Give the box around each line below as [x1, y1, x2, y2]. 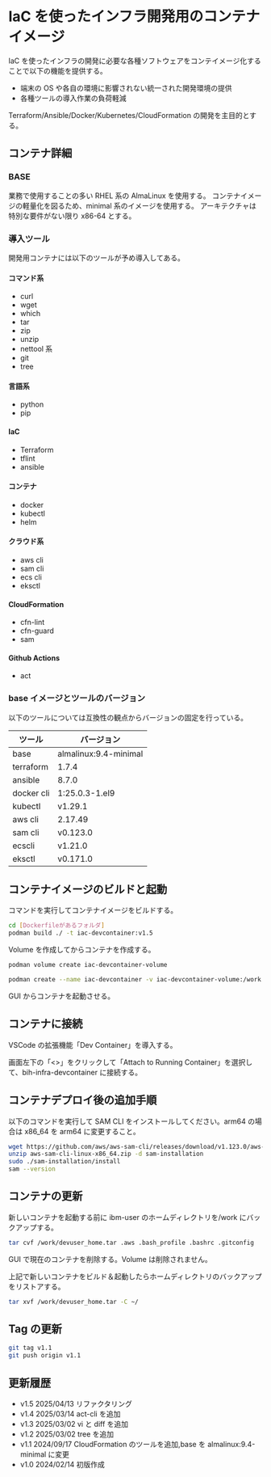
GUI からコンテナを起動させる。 [8, 991, 115, 1001]
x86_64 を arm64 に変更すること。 [23, 1126, 140, 1136]
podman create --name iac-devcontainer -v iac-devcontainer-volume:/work [8, 976, 262, 984]
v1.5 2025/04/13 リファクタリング [19, 1399, 133, 1409]
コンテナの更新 [8, 1189, 83, 1203]
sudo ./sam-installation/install [8, 1158, 121, 1166]
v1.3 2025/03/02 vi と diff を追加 [19, 1420, 129, 1429]
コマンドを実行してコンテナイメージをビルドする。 [8, 905, 178, 915]
